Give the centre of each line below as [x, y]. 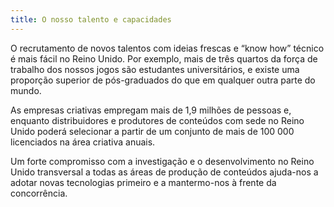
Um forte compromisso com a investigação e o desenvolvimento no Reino [162, 161]
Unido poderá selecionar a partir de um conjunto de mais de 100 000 [152, 131]
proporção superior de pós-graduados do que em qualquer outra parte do [163, 80]
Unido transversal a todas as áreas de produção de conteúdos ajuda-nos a [164, 172]
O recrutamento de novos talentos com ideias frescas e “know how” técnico [167, 48]
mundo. [26, 90]
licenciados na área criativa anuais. [83, 142]
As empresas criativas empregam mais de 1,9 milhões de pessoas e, [151, 110]
